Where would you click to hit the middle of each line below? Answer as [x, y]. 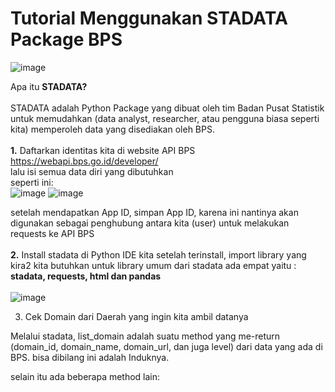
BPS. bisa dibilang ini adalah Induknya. [90, 357]
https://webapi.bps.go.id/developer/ [84, 161]
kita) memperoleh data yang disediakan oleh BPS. [112, 129]
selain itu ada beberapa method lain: [85, 376]
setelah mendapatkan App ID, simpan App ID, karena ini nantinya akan [154, 212]
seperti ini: [32, 182]
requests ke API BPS [52, 233]
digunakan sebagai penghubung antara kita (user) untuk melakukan [150, 223]
